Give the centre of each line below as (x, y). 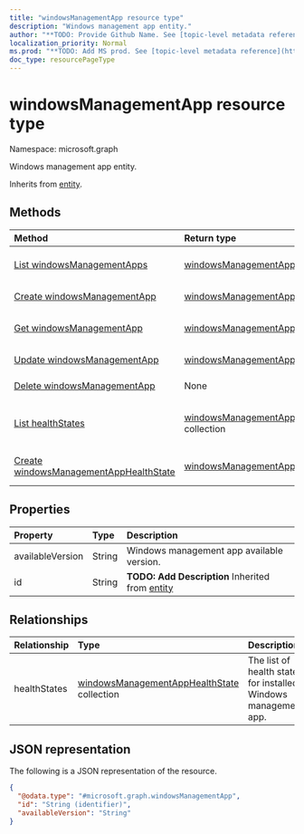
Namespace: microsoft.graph (64, 149)
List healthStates (50, 423)
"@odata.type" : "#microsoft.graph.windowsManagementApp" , (129, 796)
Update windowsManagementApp (86, 359)
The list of (269, 660)
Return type (210, 238)
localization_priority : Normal (68, 43)
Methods (35, 212)
